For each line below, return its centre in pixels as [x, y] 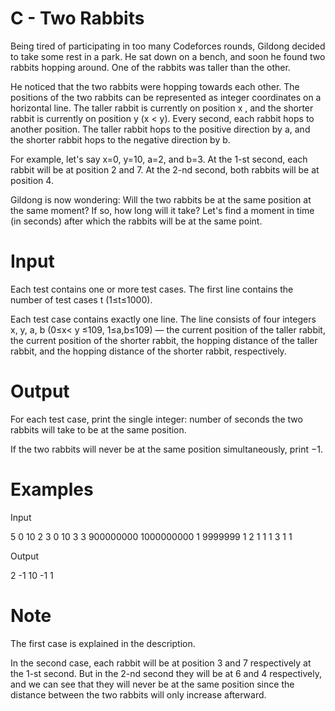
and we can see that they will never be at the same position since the [152, 684]
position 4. [32, 180]
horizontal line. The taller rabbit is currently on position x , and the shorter [162, 108]
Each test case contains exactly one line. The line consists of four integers [163, 319]
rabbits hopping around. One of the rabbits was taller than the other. [150, 67]
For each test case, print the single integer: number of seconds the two [156, 419]
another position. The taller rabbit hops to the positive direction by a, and [160, 129]
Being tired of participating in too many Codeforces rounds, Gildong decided [168, 46]
